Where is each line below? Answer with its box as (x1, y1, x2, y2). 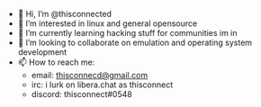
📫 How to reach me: (17, 57, 95, 67)
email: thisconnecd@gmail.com (31, 70, 148, 80)
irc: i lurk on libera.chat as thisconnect (31, 79, 174, 90)
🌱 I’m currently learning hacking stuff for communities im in (17, 28, 238, 38)
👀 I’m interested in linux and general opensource (17, 18, 198, 29)
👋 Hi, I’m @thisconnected (17, 9, 112, 19)
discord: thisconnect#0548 (31, 89, 132, 99)
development (17, 47, 67, 58)
